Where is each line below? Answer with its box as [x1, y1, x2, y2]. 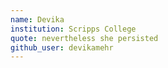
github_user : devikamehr [10, 42, 114, 53]
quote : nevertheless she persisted [10, 33, 159, 43]
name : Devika [10, 14, 65, 25]
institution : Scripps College [10, 24, 137, 34]
